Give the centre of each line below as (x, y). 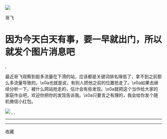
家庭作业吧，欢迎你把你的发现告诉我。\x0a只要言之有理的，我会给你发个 (80, 95)
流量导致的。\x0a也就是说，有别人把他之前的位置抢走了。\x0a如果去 (84, 83)
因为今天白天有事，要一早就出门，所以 (84, 40)
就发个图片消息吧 (40, 52)
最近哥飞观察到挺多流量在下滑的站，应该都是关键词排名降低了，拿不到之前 (81, 76)
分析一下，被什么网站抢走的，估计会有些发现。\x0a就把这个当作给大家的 (83, 89)
